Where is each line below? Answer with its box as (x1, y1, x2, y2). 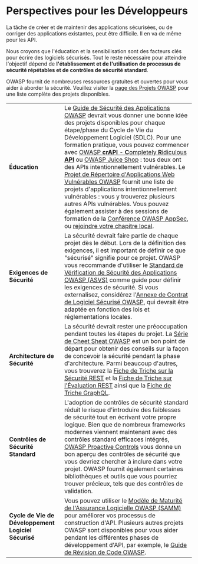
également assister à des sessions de (64, 207, 169, 215)
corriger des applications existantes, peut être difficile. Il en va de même (6, 30, 181, 37)
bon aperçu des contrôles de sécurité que (64, 450, 180, 458)
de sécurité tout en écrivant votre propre (64, 413, 177, 421)
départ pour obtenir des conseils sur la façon (64, 344, 189, 353)
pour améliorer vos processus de (64, 511, 156, 519)
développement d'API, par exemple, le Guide (64, 540, 187, 549)
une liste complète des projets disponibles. (6, 90, 110, 97)
